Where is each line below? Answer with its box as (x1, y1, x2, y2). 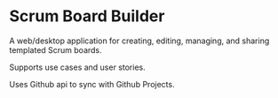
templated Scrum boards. (9, 44, 102, 55)
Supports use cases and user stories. (9, 62, 146, 72)
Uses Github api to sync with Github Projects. (9, 79, 175, 89)
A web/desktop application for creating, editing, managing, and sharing (9, 35, 270, 46)
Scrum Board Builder (9, 6, 165, 26)
